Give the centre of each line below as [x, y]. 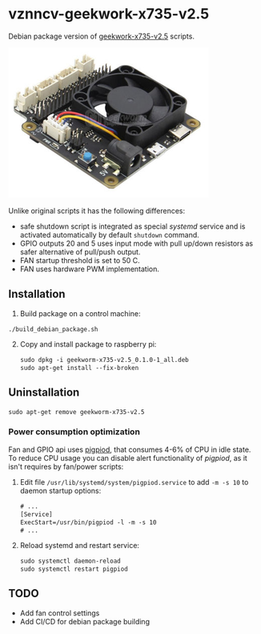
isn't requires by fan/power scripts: [66, 466]
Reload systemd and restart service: [80, 545]
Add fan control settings [60, 613]
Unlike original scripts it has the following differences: [97, 210]
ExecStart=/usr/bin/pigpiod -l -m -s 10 [88, 522]
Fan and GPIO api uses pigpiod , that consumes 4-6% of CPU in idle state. [130, 449]
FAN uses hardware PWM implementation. [90, 269]
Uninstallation [44, 393]
